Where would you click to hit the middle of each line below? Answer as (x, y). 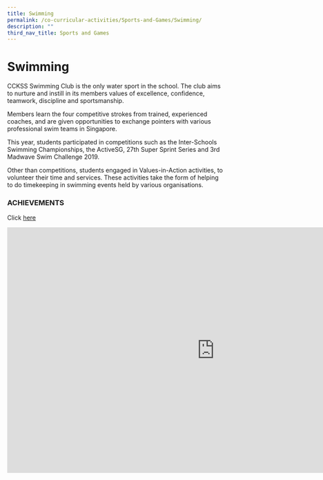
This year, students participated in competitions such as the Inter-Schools (112, 142)
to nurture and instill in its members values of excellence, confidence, (106, 93)
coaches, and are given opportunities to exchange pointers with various (109, 122)
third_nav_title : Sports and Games (58, 33)
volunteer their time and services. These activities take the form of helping (113, 177)
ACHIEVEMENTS (36, 203)
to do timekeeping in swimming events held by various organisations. (105, 185)
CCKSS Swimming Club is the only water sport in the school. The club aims (114, 86)
